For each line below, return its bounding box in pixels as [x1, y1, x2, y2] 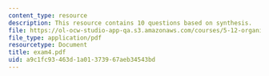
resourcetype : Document [8, 41, 88, 49]
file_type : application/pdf [8, 33, 102, 42]
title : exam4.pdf [8, 48, 66, 56]
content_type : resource [8, 11, 88, 20]
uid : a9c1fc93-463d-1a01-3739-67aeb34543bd [8, 56, 156, 64]
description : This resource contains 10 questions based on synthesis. [8, 19, 252, 27]
